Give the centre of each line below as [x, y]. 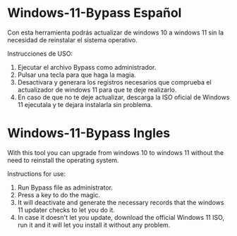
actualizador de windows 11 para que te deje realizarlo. [97, 89]
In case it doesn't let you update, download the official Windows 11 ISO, [121, 217]
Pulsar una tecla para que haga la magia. [77, 75]
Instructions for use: [36, 173]
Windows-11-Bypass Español [95, 13]
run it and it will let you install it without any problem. [94, 225]
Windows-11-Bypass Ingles [89, 133]
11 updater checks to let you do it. [66, 210]
